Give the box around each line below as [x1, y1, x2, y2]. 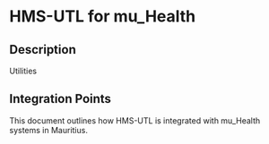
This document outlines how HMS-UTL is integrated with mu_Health [9, 114, 261, 126]
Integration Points [9, 91, 112, 106]
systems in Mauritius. [9, 124, 88, 135]
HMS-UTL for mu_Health [9, 6, 196, 27]
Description [9, 42, 76, 57]
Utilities [9, 65, 38, 76]
